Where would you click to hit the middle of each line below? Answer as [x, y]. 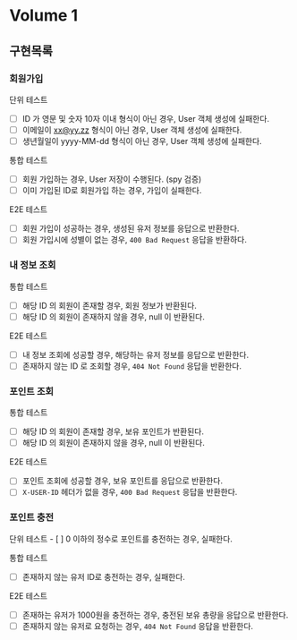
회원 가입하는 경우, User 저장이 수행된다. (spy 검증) [112, 179]
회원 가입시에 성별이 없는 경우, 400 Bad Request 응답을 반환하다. [135, 240]
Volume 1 [44, 16]
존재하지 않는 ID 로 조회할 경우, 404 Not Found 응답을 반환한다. [132, 366]
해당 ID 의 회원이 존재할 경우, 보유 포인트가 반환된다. [113, 431]
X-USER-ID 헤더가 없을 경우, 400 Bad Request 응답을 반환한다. [130, 492]
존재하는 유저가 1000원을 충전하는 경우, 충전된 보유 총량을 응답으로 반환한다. [155, 615]
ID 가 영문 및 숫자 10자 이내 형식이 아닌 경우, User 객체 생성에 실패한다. [146, 118]
